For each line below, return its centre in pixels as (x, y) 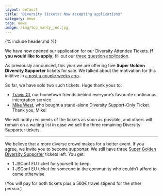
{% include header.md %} (31, 41)
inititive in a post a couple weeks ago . (42, 76)
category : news (20, 18)
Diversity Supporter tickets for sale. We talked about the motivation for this (81, 71)
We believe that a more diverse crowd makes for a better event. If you (75, 144)
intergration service (32, 100)
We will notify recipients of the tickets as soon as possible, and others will (79, 120)
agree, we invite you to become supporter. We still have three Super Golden (81, 149)
